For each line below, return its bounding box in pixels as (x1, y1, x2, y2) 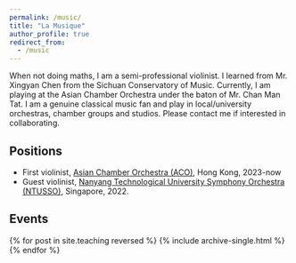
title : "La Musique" (9, 21, 86, 30)
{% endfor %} (9, 244, 61, 255)
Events (9, 211, 49, 227)
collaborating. (9, 117, 60, 129)
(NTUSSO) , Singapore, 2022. (21, 186, 129, 196)
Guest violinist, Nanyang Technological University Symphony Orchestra (21, 176, 285, 187)
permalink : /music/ (9, 12, 82, 22)
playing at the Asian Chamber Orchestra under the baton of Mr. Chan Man (9, 90, 281, 100)
